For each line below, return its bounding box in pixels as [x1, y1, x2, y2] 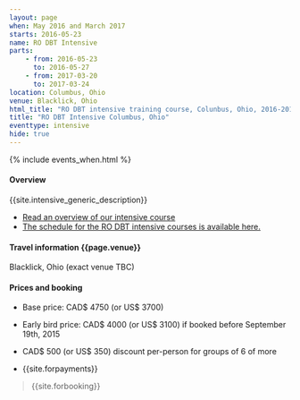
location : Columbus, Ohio [9, 88, 105, 97]
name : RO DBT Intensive [9, 38, 98, 47]
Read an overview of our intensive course [21, 212, 176, 223]
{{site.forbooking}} [30, 381, 101, 392]
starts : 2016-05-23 [9, 30, 82, 38]
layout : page [9, 13, 58, 22]
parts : [9, 47, 34, 55]
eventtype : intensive [9, 122, 90, 131]
